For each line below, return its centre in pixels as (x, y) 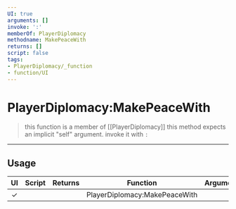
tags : (15, 60)
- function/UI (28, 72)
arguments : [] (28, 20)
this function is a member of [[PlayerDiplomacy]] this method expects (125, 127)
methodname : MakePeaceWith (47, 40)
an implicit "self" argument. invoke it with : (86, 134)
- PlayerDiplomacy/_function (50, 66)
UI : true (20, 14)
